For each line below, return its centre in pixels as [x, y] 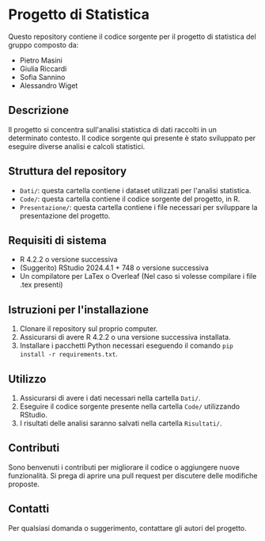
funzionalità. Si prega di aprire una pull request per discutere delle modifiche [133, 475]
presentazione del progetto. [65, 215]
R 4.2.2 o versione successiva [68, 260]
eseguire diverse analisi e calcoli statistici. [77, 146]
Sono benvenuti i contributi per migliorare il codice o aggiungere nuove [124, 467]
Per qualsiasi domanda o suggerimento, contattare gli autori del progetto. [127, 528]
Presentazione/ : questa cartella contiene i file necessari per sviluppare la [138, 207]
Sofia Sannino [42, 77]
